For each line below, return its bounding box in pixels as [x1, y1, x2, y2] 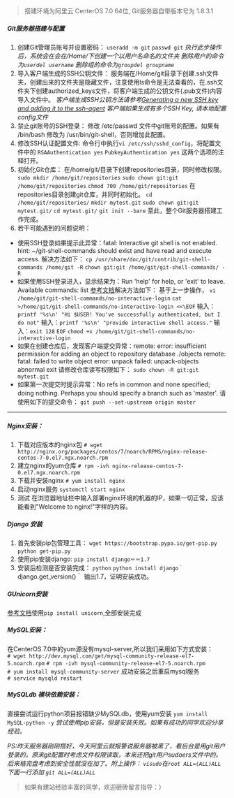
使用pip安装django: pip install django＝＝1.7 [17, 555, 150, 563]
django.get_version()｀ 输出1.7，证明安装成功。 [17, 572, 153, 581]
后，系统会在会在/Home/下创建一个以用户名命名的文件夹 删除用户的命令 [17, 52, 224, 60]
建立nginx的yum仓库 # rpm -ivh [17, 461, 109, 470]
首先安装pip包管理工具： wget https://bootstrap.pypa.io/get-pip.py [17, 538, 217, 547]
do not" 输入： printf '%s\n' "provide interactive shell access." [17, 318, 212, 326]
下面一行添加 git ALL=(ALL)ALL [7, 768, 96, 776]
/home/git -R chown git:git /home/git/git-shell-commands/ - [45, 263, 226, 271]
